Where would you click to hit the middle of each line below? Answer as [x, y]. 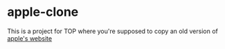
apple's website [30, 38]
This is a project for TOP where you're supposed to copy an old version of [112, 31]
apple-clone [43, 12]
